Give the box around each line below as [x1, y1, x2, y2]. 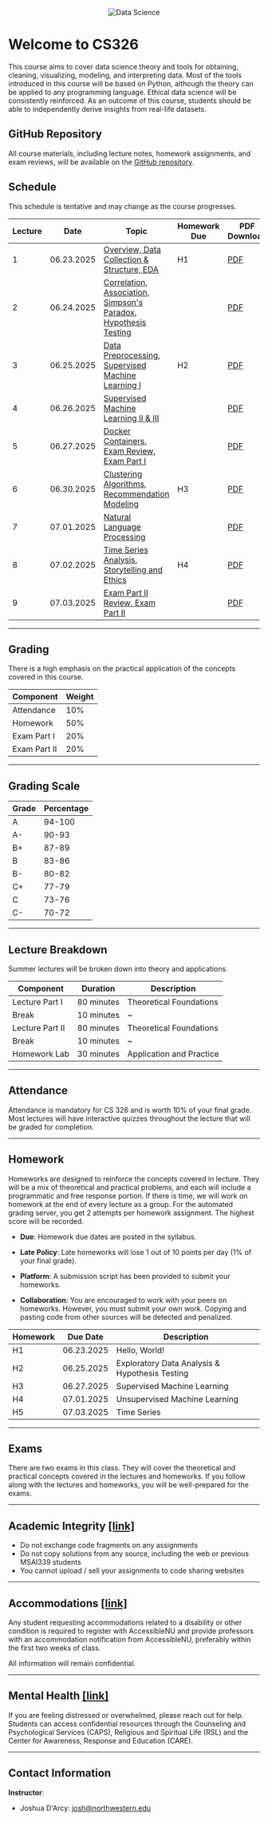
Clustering [103, 468, 143, 479]
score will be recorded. [8, 1216, 85, 1225]
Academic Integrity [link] [8, 1519, 136, 1533]
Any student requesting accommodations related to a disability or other [8, 1617, 242, 1628]
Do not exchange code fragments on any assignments [19, 1541, 198, 1550]
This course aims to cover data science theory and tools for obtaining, [8, 61, 239, 71]
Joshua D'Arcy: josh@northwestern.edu [19, 1803, 152, 1812]
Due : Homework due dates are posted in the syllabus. [19, 1232, 197, 1241]
